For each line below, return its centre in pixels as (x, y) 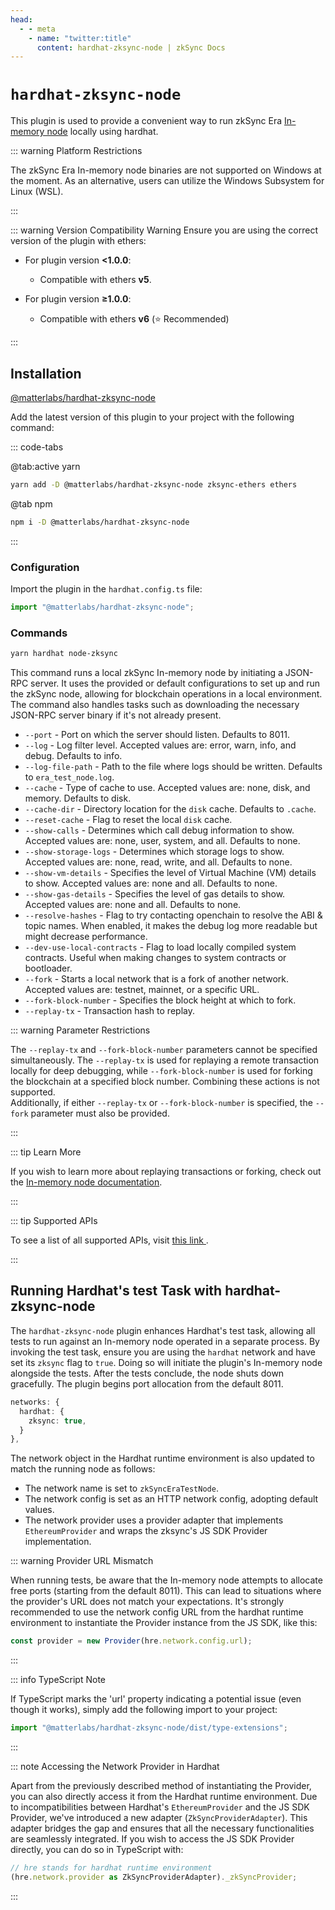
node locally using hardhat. (102, 132)
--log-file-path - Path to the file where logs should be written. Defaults (173, 767)
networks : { (35, 1402)
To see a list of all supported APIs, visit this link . (109, 1240)
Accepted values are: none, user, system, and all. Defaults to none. (162, 841)
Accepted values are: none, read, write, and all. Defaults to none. (158, 862)
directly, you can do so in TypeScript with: (97, 1850)
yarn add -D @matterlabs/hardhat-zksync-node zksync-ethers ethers (154, 485)
